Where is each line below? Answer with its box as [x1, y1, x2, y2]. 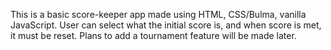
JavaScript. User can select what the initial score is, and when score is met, [10, 19, 322, 31]
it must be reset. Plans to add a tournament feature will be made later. [10, 30, 297, 41]
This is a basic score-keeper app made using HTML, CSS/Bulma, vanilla [10, 9, 307, 20]
